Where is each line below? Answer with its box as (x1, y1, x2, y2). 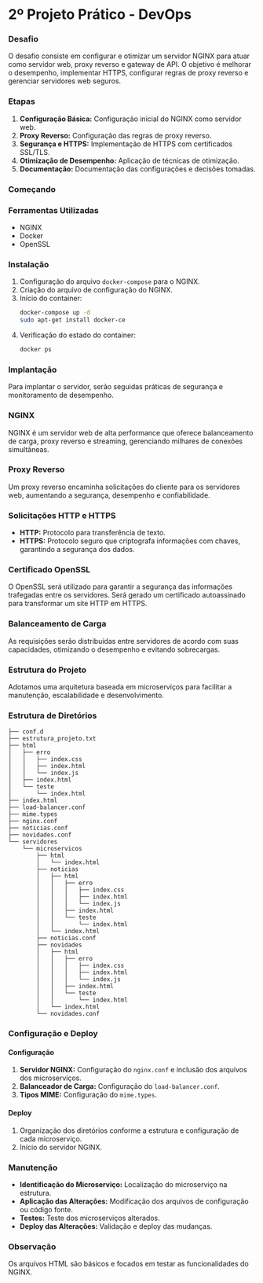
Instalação (8, 259, 49, 270)
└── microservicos (22, 845, 82, 853)
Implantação (8, 364, 57, 375)
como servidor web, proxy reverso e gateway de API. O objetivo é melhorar (8, 60, 252, 69)
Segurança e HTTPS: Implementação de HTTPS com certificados (19, 139, 233, 149)
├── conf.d (8, 728, 44, 736)
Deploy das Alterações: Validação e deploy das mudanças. (19, 1221, 213, 1231)
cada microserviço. (19, 1134, 82, 1143)
